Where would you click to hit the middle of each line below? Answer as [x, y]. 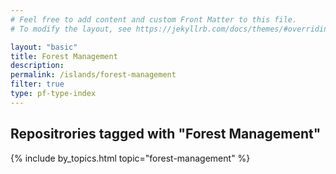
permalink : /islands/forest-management [93, 75]
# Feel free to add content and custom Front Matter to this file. [154, 19]
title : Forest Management [64, 56]
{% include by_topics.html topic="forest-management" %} [130, 158]
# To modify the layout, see [71, 29]
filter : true [37, 84]
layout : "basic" [44, 47]
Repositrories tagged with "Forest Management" [166, 134]
